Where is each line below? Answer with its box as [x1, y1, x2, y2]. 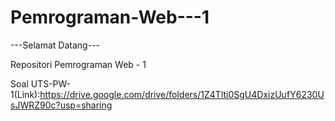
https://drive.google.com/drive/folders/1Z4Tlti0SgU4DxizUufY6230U [39, 88, 325, 100]
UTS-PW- [30, 77, 72, 90]
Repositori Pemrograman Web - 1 [10, 58, 147, 70]
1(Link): [10, 88, 41, 100]
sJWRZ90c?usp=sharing [10, 99, 113, 111]
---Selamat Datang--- [10, 39, 101, 51]
